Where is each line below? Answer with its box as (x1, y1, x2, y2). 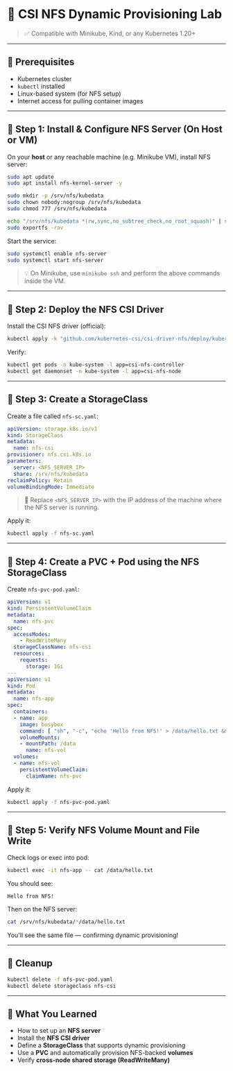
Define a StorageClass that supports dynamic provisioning (17, 1041, 186, 1049)
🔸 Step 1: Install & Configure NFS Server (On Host (7, 123, 223, 135)
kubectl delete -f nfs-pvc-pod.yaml (7, 976, 113, 983)
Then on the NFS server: (7, 905, 78, 914)
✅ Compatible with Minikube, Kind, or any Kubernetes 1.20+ (24, 29, 196, 37)
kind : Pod (7, 683, 36, 689)
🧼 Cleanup (7, 957, 53, 970)
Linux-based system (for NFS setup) (17, 89, 121, 98)
